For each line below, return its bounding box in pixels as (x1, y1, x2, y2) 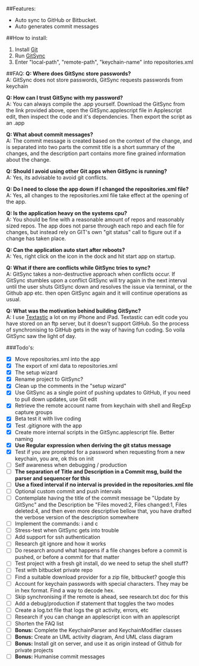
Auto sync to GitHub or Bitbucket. (14, 17, 97, 23)
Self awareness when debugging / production (14, 461, 127, 468)
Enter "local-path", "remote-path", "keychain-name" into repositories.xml (14, 59, 194, 65)
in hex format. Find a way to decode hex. (14, 586, 115, 594)
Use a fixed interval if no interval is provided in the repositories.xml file (14, 481, 194, 488)
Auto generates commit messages (14, 23, 99, 30)
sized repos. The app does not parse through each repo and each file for (6, 222, 185, 229)
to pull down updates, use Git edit (14, 396, 97, 403)
